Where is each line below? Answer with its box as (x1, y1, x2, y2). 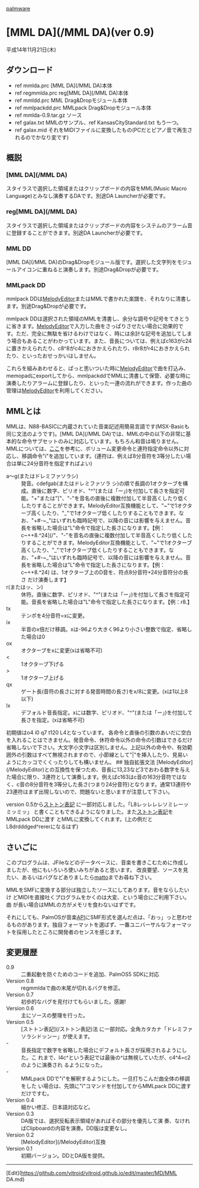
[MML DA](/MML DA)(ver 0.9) (6, 26, 155, 39)
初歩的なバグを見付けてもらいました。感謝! (21, 998, 126, 1005)
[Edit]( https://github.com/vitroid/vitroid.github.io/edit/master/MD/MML (6, 1169, 178, 1176)
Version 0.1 (6, 1145, 33, 1152)
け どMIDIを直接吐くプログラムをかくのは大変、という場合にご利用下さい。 (6, 894, 190, 901)
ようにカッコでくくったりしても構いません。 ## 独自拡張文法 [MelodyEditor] (6, 759, 193, 766)
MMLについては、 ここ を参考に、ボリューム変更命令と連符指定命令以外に (6, 445, 184, 452)
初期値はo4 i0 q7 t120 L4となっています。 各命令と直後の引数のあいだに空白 (6, 729, 191, 736)
